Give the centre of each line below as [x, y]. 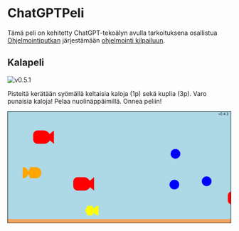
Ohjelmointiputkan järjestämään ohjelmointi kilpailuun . [86, 40]
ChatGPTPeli [46, 13]
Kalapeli [26, 63]
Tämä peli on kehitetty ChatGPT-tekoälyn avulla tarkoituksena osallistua [112, 33]
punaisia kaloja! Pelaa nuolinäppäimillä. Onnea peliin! [85, 101]
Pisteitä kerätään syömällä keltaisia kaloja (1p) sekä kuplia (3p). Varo [107, 93]
